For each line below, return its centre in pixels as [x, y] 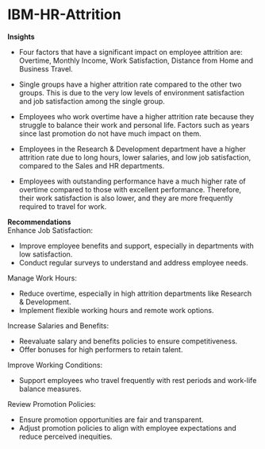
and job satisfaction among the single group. [92, 101]
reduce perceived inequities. [65, 436]
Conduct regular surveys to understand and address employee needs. [133, 262]
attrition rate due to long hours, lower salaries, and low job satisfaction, [135, 157]
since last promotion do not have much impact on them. [110, 134]
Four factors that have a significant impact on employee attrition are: [131, 52]
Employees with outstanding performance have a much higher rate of [132, 181]
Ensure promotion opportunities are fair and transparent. [111, 420]
